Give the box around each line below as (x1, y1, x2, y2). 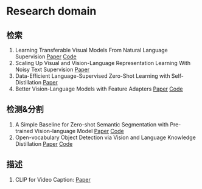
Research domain (6, 4, 97, 18)
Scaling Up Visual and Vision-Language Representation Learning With (15, 60, 190, 66)
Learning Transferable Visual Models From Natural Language (15, 47, 169, 53)
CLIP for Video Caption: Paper (15, 176, 91, 183)
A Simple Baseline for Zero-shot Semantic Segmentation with (15, 120, 169, 128)
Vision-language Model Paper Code (34, 127, 124, 134)
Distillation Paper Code (15, 140, 73, 147)
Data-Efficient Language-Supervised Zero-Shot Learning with (15, 72, 170, 80)
